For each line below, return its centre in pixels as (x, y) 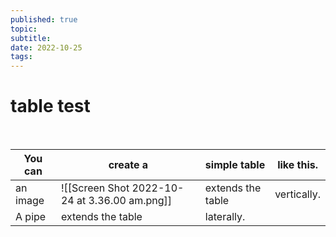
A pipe (31, 217)
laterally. (225, 217)
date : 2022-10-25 (46, 47)
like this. (298, 165)
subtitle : (31, 38)
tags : (21, 57)
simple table (235, 165)
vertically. (297, 194)
